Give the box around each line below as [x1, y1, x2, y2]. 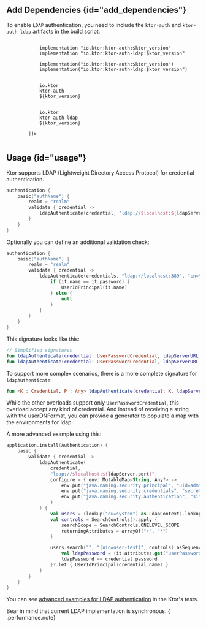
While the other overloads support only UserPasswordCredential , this [6, 399, 179, 406]
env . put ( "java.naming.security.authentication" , [61, 493, 188, 500]
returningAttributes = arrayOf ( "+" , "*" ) [61, 528, 169, 534]
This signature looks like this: [6, 335, 80, 343]
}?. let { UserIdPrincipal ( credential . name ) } [50, 561, 169, 568]
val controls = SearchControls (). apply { [50, 516, 158, 523]
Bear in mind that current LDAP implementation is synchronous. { [6, 607, 170, 615]
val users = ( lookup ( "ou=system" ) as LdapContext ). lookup [50, 511, 202, 517]
